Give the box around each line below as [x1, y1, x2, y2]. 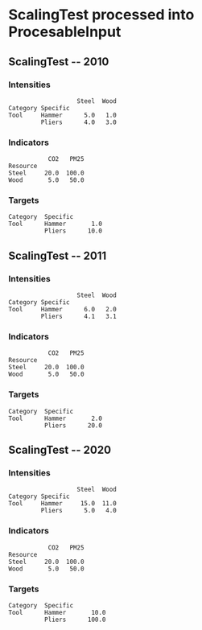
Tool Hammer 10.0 [8, 609, 106, 617]
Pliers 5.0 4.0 [40, 507, 117, 515]
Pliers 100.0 [43, 616, 106, 624]
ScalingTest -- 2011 [8, 249, 107, 262]
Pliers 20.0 [43, 421, 103, 430]
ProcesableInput [8, 23, 122, 41]
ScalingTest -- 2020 [8, 443, 111, 457]
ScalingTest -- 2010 [8, 55, 109, 68]
